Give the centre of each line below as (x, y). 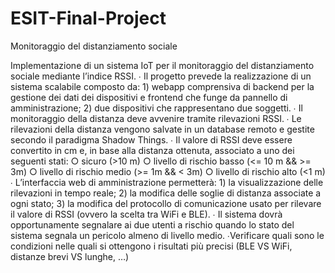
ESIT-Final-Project (88, 18)
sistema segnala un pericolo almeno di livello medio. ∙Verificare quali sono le (167, 235)
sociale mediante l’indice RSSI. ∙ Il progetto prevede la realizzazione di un (161, 76)
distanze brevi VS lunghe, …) (70, 256)
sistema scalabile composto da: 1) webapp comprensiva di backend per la (162, 86)
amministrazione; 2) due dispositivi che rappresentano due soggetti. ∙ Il (156, 108)
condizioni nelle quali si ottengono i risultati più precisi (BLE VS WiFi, (151, 246)
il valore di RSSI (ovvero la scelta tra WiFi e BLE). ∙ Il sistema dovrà (146, 214)
